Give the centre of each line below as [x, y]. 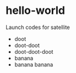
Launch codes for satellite [38, 27]
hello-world [36, 11]
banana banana [34, 65]
